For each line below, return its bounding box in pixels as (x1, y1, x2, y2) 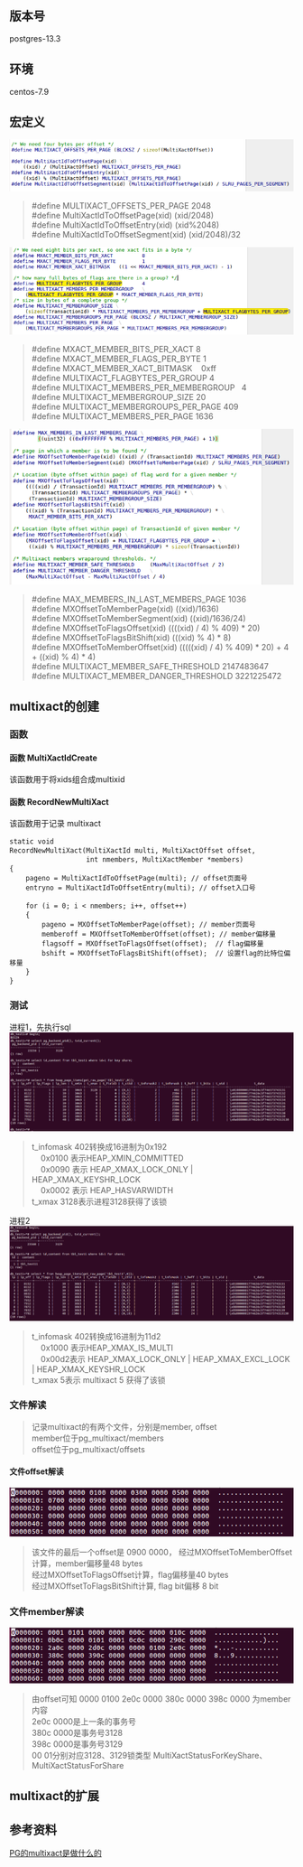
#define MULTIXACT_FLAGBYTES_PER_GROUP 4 (31, 373, 215, 384)
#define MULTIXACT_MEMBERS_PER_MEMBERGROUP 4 (31, 382, 247, 393)
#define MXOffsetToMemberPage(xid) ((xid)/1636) (31, 603, 219, 614)
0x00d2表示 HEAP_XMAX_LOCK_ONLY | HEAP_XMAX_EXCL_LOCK (40, 1353, 290, 1364)
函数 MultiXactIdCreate (9, 752, 97, 763)
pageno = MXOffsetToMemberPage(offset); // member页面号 (41, 920, 256, 929)
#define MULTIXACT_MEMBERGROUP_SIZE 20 (31, 392, 207, 403)
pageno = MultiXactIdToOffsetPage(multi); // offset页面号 (25, 874, 248, 883)
